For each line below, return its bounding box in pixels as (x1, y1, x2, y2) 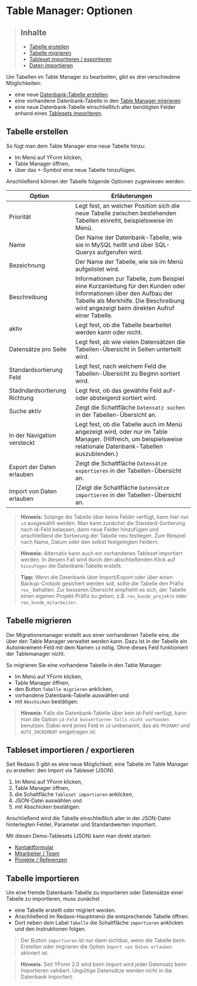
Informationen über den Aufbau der (75, 289, 173, 297)
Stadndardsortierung (9, 386, 66, 394)
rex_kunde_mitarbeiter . (20, 599, 78, 606)
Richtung (9, 393, 34, 401)
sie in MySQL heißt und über (75, 240, 154, 248)
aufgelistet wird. (75, 265, 120, 273)
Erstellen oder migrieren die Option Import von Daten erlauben (20, 943, 172, 950)
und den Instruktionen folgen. (14, 925, 86, 932)
